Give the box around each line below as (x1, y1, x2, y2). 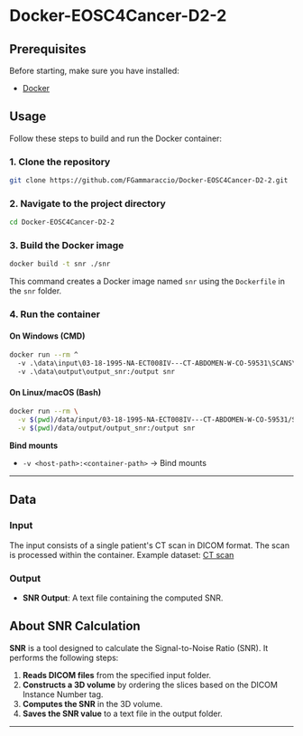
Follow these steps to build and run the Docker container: (9, 133, 223, 144)
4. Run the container (9, 308, 101, 321)
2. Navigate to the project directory (9, 197, 167, 210)
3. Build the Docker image (9, 239, 124, 252)
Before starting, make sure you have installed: (9, 65, 180, 76)
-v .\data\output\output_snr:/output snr (17, 368, 176, 377)
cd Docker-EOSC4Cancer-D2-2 (9, 218, 115, 227)
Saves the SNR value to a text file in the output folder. (22, 708, 223, 719)
